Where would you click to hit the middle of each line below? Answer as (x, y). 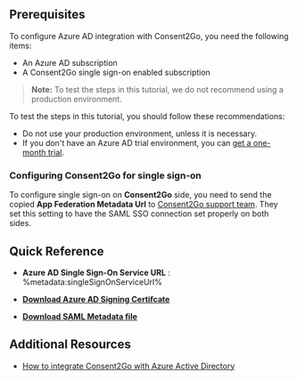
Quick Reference (57, 251)
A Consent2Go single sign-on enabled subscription (116, 72)
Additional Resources (70, 345)
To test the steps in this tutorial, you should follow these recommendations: (147, 116)
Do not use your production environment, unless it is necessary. (139, 133)
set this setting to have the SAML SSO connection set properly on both (139, 214)
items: (21, 45)
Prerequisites (47, 15)
